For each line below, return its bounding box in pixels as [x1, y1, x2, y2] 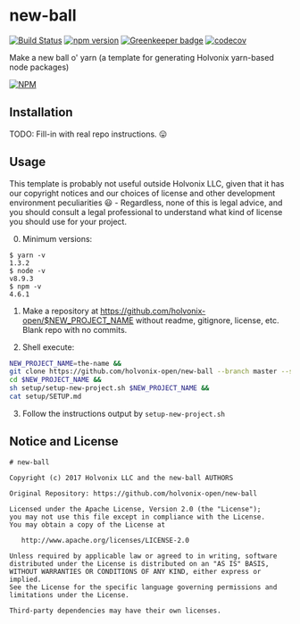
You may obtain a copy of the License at [9, 520, 166, 529]
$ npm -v [9, 282, 42, 291]
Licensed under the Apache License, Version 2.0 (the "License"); [9, 504, 262, 513]
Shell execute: [21, 341, 75, 353]
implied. [9, 575, 42, 584]
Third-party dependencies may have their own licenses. [9, 606, 221, 615]
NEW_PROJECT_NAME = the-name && [9, 359, 122, 368]
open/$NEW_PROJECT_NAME [21, 314, 134, 326]
